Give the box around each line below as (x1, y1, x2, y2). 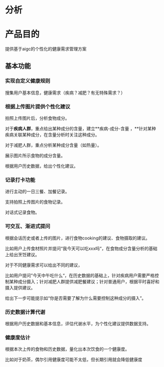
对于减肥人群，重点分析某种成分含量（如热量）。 (5, 142, 102, 148)
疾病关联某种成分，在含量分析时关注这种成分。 (5, 132, 99, 138)
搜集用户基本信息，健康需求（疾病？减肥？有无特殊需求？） (5, 89, 125, 96)
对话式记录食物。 (5, 210, 40, 215)
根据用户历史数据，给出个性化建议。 (5, 163, 78, 169)
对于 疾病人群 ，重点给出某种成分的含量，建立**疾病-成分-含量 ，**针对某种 (5, 126, 156, 131)
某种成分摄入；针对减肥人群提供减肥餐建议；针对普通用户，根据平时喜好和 (9, 278, 160, 285)
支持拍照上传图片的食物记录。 (5, 199, 65, 205)
